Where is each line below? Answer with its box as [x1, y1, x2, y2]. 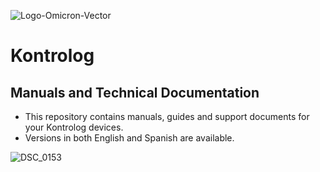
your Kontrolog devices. [24, 121, 124, 133]
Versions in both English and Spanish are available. [24, 132, 235, 144]
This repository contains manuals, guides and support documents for [24, 111, 310, 122]
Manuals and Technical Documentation [10, 84, 260, 101]
